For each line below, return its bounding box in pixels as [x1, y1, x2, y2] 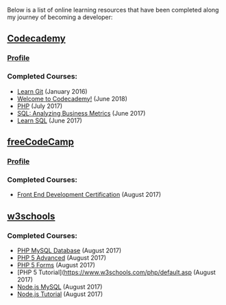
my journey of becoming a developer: [7, 13, 113, 21]
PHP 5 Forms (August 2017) [16, 261, 96, 269]
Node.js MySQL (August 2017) [16, 282, 103, 291]
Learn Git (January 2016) [16, 87, 88, 95]
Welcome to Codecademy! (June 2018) [16, 94, 128, 103]
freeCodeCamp [7, 136, 74, 148]
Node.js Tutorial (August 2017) [16, 290, 103, 298]
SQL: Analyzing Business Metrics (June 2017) [16, 109, 146, 117]
